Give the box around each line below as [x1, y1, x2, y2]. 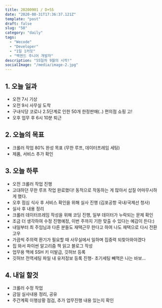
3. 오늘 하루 [5, 167, 39, 175]
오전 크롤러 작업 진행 [12, 181, 52, 187]
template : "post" [5, 16, 41, 21]
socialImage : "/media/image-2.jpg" [5, 62, 79, 67]
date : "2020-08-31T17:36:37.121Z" [5, 12, 77, 17]
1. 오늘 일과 [5, 82, 37, 91]
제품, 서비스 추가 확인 [12, 151, 53, 156]
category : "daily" [5, 30, 43, 35]
